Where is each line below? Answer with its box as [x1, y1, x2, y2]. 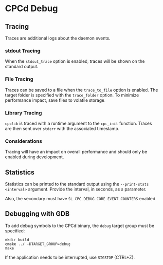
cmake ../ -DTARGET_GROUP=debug [5, 242, 71, 246]
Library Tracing [5, 109, 42, 116]
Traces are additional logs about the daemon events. [5, 35, 110, 41]
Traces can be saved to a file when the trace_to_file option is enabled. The [5, 87, 158, 93]
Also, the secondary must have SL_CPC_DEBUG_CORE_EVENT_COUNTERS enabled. [5, 196, 157, 201]
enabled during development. [5, 154, 64, 160]
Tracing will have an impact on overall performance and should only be [5, 149, 147, 155]
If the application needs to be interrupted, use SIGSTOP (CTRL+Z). [5, 254, 135, 260]
